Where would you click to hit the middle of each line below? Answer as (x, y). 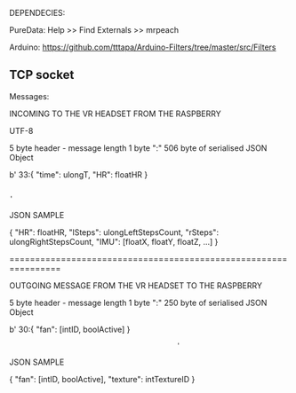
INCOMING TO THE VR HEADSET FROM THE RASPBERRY (115, 114)
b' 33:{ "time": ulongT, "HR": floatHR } (79, 174)
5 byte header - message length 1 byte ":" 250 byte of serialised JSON (138, 303)
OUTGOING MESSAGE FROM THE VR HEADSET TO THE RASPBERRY (136, 285)
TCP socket (42, 75)
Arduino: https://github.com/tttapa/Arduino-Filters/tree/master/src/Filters (143, 47)
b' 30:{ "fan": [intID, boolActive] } (70, 329)
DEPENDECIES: (37, 13)
